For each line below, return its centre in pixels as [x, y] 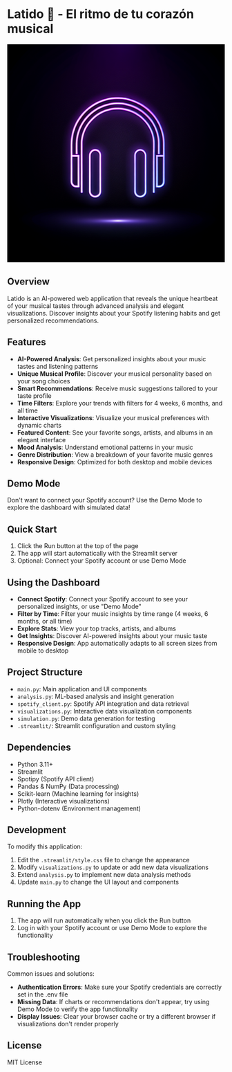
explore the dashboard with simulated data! [69, 507]
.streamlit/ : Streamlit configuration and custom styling [96, 725]
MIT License [25, 1062]
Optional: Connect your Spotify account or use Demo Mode [101, 561]
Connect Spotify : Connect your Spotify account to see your [103, 599]
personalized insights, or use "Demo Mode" [79, 606]
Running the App [44, 903]
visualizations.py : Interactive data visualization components [104, 711]
